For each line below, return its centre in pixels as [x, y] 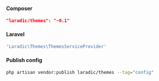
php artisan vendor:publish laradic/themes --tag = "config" [80, 73]
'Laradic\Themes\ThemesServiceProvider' [57, 47]
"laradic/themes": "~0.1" [38, 21]
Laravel [15, 34]
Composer [19, 8]
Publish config [24, 60]
